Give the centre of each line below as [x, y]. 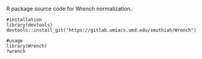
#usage [15, 41]
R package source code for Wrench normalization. [69, 9]
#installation [24, 20]
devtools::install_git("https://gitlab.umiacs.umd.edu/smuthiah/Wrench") [102, 30]
